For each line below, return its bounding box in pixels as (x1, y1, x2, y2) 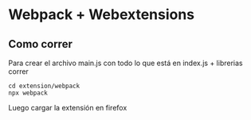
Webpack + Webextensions (8, 6, 195, 24)
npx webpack (8, 89, 48, 97)
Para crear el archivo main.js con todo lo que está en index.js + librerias (8, 58, 243, 68)
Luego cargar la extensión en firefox (8, 103, 127, 112)
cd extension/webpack (8, 82, 80, 90)
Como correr (8, 37, 73, 51)
